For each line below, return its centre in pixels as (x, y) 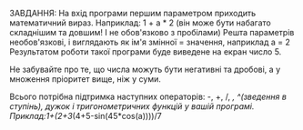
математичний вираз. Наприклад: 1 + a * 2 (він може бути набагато (140, 23)
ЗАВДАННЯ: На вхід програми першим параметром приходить (133, 13)
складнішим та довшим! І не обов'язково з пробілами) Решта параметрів (152, 32)
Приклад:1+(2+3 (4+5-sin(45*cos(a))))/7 (86, 116)
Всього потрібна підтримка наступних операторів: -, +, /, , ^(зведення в (148, 96)
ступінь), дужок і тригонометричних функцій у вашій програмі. (132, 106)
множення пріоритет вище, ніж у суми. (86, 79)
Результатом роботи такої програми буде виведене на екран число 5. (146, 52)
